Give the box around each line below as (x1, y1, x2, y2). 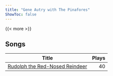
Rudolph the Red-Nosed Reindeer (7, 63, 88, 70)
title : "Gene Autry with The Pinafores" (5, 7, 91, 12)
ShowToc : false (5, 12, 37, 17)
